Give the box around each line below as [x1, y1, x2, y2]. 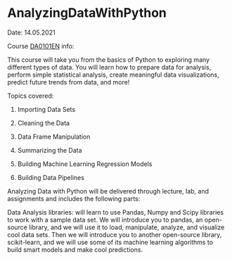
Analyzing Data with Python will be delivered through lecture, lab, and [7, 186, 210, 195]
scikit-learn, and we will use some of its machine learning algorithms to [7, 238, 213, 246]
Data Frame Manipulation [17, 132, 91, 141]
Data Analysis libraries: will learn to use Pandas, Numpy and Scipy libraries [7, 208, 224, 216]
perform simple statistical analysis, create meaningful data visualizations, [7, 70, 219, 79]
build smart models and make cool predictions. [7, 245, 143, 254]
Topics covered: [7, 91, 54, 100]
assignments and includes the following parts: [7, 194, 141, 203]
